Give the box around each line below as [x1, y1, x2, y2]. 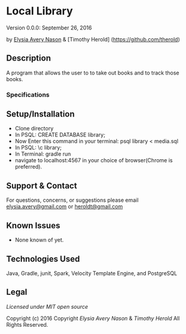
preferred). [14, 163, 42, 171]
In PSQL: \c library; [14, 144, 62, 151]
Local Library [6, 4, 73, 18]
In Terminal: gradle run [14, 150, 71, 157]
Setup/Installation [6, 109, 75, 120]
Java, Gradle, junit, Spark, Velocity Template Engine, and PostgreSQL [6, 269, 178, 277]
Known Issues [6, 220, 61, 231]
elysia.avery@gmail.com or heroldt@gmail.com [6, 203, 123, 210]
